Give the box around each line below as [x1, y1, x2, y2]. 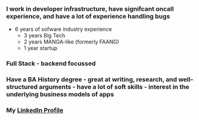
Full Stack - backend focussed [6, 59, 96, 68]
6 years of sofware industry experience [14, 26, 112, 33]
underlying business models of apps [6, 90, 114, 99]
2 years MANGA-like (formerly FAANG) [23, 38, 119, 46]
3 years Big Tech [23, 32, 66, 39]
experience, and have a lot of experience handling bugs [6, 12, 170, 20]
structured [6, 83, 38, 91]
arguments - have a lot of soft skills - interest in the [38, 83, 189, 91]
